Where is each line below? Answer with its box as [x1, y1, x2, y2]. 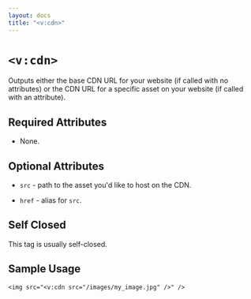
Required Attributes [8, 115, 107, 129]
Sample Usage [8, 262, 81, 276]
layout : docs [8, 11, 51, 20]
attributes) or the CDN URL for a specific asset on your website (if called [8, 84, 244, 94]
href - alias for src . [19, 196, 82, 205]
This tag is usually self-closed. [8, 239, 108, 249]
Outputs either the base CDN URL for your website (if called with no [8, 76, 229, 85]
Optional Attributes [8, 159, 105, 173]
